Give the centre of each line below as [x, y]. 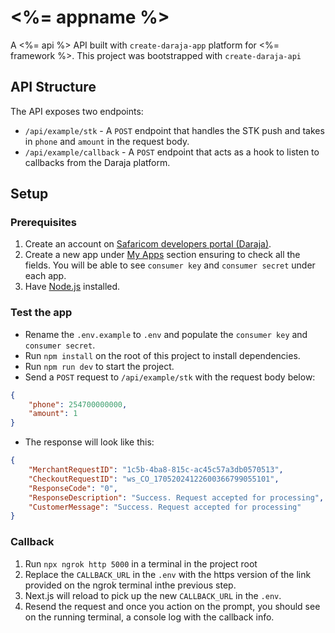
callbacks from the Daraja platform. [97, 162]
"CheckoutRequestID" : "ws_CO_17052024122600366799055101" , [154, 479]
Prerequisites [43, 223]
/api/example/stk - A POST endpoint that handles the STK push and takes [174, 130]
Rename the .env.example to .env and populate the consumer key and [166, 334]
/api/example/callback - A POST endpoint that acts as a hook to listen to [172, 152]
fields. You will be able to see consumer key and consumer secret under [170, 265]
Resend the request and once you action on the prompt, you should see [172, 606]
